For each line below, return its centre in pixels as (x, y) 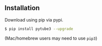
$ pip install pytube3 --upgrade (39, 29)
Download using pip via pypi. (34, 20)
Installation (22, 8)
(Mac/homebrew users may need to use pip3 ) (51, 38)
